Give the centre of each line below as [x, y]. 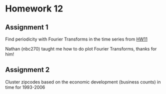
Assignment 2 [27, 70]
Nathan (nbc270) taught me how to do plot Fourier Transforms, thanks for [81, 49]
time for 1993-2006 [25, 87]
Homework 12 [34, 9]
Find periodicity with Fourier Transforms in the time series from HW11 [76, 39]
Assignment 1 [27, 27]
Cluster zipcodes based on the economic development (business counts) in [83, 82]
